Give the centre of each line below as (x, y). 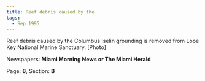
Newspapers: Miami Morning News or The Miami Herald (79, 60)
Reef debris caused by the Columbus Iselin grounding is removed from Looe (103, 41)
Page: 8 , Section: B (31, 71)
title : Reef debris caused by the (51, 12)
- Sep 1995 (26, 23)
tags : (13, 18)
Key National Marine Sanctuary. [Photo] (56, 47)
